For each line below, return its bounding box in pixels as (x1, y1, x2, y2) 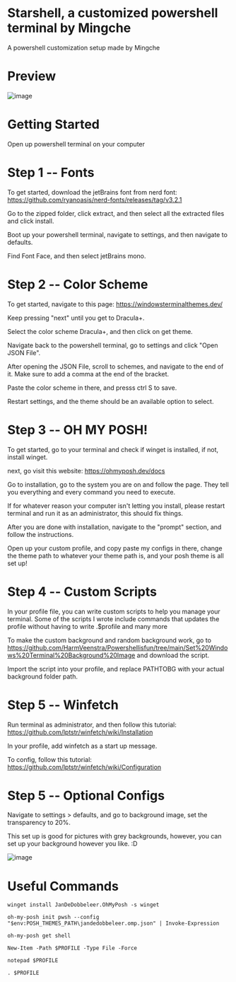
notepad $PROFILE (7, 957, 59, 964)
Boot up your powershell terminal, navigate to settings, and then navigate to (7, 230, 228, 238)
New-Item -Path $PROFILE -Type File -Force (7, 945, 138, 952)
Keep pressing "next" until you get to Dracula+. (7, 313, 145, 322)
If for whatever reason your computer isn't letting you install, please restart (7, 501, 225, 510)
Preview (7, 69, 57, 84)
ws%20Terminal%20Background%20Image (7, 651, 136, 659)
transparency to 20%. (7, 819, 71, 827)
